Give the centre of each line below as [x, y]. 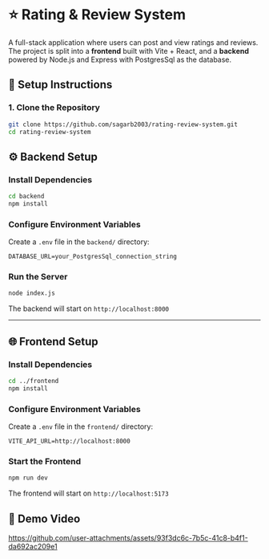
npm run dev [28, 478]
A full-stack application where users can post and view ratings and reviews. [133, 42]
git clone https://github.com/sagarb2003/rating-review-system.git [123, 124]
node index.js [32, 293]
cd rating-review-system [50, 132]
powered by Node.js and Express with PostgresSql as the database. [120, 59]
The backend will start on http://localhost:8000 [89, 308]
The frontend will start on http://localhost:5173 [89, 493]
